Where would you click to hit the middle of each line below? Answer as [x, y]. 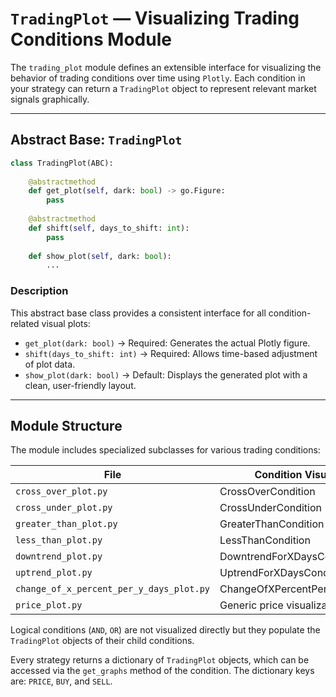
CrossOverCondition [267, 492]
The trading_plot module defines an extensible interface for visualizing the [166, 67]
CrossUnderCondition [270, 508]
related [25, 323]
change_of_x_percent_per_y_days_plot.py [112, 589]
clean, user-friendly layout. [80, 385]
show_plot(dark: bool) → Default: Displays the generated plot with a [166, 374]
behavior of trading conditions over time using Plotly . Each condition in [158, 78]
